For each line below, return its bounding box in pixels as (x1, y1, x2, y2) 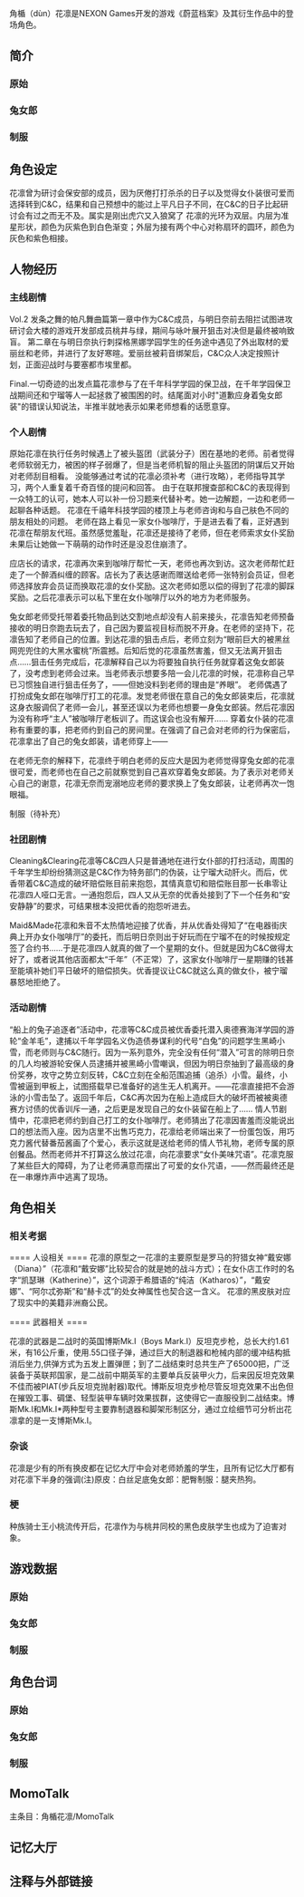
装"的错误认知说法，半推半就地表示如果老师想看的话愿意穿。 (9, 401, 235, 411)
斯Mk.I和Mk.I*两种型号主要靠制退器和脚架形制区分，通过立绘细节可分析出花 (9, 1404, 292, 1415)
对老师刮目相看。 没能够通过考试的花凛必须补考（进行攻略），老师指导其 (9, 470, 278, 481)
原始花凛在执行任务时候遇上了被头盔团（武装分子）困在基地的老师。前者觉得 (9, 448, 295, 459)
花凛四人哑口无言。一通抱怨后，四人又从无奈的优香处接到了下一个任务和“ (9, 889, 283, 900)
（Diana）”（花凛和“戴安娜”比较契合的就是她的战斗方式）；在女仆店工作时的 (9, 1263, 287, 1274)
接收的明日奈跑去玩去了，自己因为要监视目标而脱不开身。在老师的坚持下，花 (9, 622, 295, 633)
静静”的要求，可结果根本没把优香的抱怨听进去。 (16, 901, 196, 912)
